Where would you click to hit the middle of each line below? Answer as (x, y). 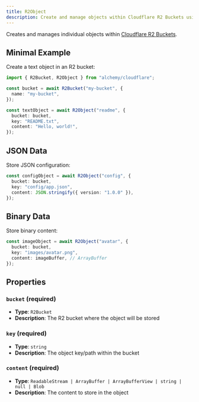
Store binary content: (32, 231)
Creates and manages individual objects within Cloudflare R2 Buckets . (92, 34)
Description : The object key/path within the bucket (77, 353)
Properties (26, 282)
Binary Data (28, 216)
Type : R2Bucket (33, 312)
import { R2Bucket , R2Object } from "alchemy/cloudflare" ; (81, 78)
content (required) (33, 368)
